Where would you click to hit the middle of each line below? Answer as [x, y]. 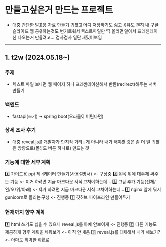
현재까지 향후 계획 [25, 212]
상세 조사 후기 [21, 130]
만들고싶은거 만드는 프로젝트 [59, 10]
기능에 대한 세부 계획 [28, 162]
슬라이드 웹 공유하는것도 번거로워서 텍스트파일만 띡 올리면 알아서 [74, 31]
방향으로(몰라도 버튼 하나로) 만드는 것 [54, 148]
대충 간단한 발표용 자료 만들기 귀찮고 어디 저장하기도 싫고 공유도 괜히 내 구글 [85, 25]
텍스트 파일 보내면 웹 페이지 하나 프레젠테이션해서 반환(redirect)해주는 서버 [84, 84]
